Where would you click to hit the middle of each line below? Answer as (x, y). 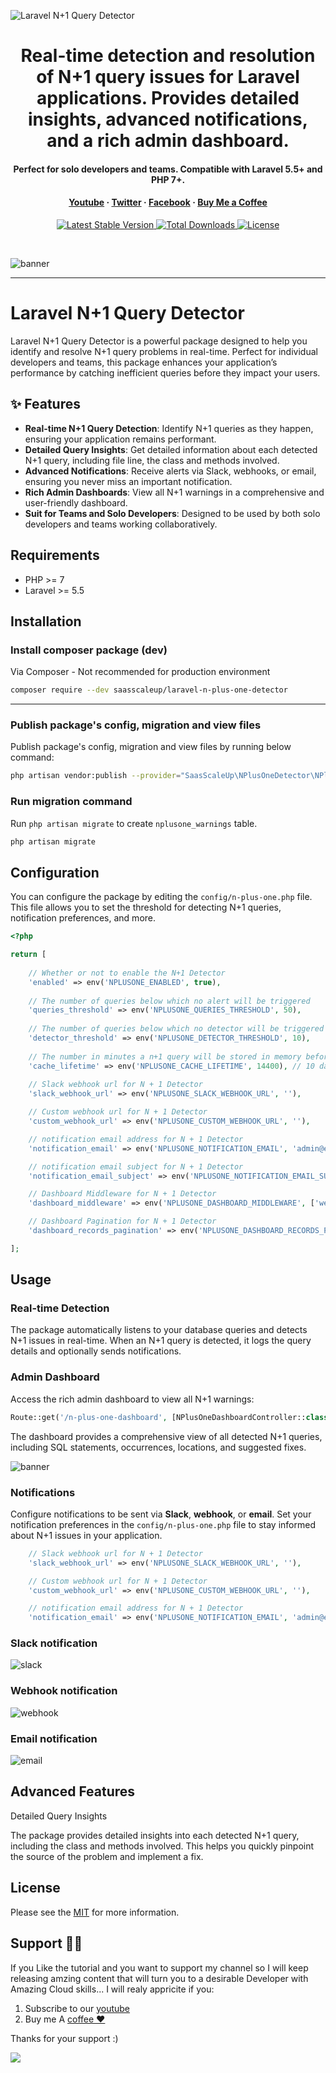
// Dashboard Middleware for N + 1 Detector (122, 1194)
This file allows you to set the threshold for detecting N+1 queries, (146, 907)
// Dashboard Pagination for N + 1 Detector (122, 1221)
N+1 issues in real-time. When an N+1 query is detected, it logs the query (161, 1341)
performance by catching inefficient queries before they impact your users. (165, 372)
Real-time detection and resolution (168, 56)
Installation (46, 621)
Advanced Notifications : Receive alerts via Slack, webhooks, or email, (170, 471)
